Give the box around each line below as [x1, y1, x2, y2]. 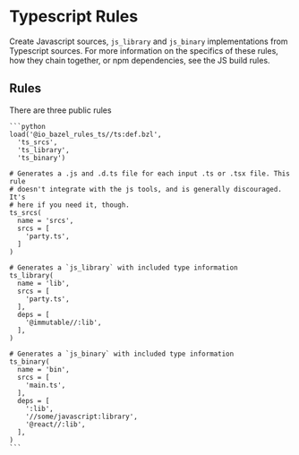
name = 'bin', [17, 365, 70, 373]
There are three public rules [9, 105, 112, 116]
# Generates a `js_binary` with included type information [9, 349, 235, 358]
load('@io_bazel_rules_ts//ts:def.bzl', [9, 130, 163, 139]
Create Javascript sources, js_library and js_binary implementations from [9, 36, 288, 47]
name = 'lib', [17, 279, 70, 288]
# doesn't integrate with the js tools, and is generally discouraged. [9, 185, 282, 193]
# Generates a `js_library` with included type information [9, 262, 239, 272]
